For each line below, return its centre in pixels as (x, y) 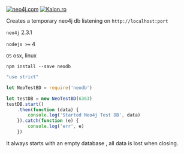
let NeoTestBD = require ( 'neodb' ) (49, 88)
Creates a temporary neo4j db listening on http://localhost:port (87, 21)
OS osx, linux (22, 56)
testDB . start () (25, 104)
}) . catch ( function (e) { (48, 121)
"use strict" (22, 77)
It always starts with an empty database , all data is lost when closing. (92, 143)
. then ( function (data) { (48, 110)
